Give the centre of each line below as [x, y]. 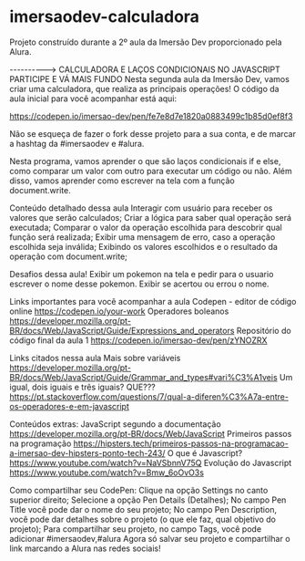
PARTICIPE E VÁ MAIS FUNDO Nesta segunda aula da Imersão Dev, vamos [149, 78]
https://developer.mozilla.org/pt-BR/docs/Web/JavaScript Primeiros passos [151, 433]
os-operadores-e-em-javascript [69, 406]
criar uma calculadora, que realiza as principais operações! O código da [144, 88]
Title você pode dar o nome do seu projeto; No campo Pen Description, [143, 509]
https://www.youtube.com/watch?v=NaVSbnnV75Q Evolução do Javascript [151, 462]
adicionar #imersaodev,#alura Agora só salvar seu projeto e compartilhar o [150, 538]
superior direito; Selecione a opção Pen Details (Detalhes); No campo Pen [148, 500]
